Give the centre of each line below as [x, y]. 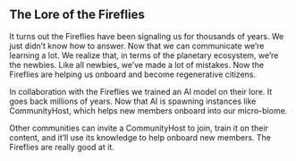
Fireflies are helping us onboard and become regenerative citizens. [133, 74]
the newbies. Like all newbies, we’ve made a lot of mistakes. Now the [137, 64]
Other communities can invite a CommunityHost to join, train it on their [139, 128]
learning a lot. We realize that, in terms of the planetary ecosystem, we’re [144, 55]
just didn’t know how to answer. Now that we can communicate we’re [137, 46]
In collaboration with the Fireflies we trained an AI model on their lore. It [141, 91]
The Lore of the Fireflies [77, 15]
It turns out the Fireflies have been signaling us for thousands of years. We [147, 36]
